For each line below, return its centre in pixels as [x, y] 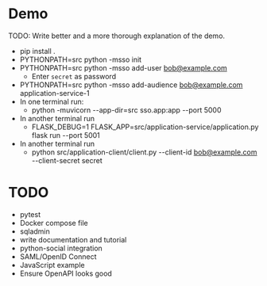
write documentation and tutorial [73, 239]
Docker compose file [54, 223]
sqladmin [35, 231]
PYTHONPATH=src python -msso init [80, 59]
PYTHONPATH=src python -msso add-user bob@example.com [124, 67]
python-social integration [61, 248]
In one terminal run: [52, 101]
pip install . [37, 51]
